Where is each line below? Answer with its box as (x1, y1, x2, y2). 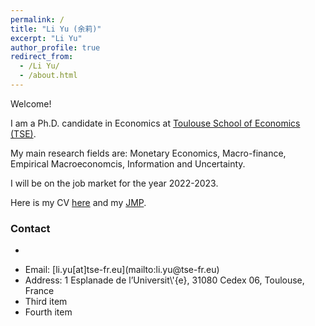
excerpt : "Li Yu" (10, 33, 83, 43)
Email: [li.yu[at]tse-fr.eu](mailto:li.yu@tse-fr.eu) (24, 264, 220, 276)
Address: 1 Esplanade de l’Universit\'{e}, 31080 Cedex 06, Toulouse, (24, 274, 305, 286)
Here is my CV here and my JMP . (10, 196, 147, 208)
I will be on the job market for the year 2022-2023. (10, 177, 219, 189)
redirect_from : (10, 52, 74, 62)
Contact (10, 221, 51, 235)
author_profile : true (10, 42, 101, 53)
